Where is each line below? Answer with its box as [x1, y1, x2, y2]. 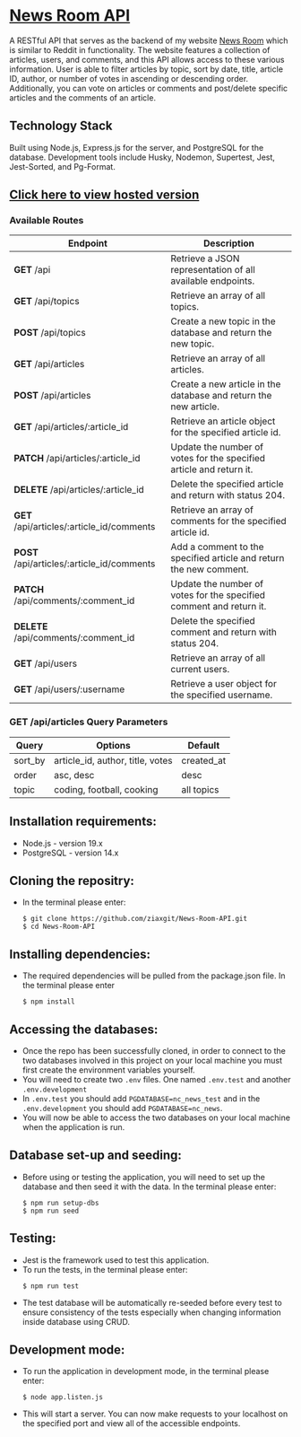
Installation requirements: [9, 814, 157, 829]
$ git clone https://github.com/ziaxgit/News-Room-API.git [21, 915, 248, 924]
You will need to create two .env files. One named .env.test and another [21, 1073, 291, 1084]
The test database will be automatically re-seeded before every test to [21, 1297, 282, 1308]
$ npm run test [21, 1281, 80, 1291]
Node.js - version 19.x [21, 837, 103, 848]
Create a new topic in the [170, 315, 276, 328]
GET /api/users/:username [13, 683, 125, 696]
